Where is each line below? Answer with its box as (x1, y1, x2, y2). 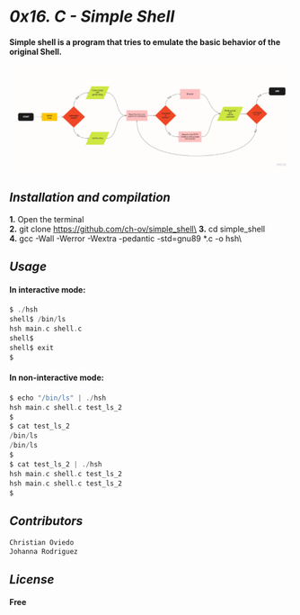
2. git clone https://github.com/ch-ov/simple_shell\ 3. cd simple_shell (9, 223, 266, 234)
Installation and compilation (9, 190, 171, 205)
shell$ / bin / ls (9, 315, 66, 324)
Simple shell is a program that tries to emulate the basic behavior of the (9, 36, 281, 47)
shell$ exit (9, 343, 54, 352)
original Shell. (9, 46, 63, 57)
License (9, 572, 55, 587)
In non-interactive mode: (9, 372, 105, 384)
